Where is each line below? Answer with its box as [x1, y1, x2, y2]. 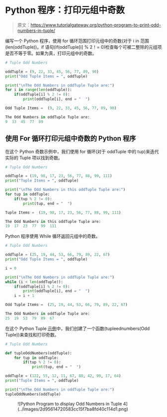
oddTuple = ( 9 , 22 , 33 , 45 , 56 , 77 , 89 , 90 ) [5, 69, 99, 74]
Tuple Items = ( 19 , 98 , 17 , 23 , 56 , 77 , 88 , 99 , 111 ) [5, 210, 121, 215]
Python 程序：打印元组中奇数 [5, 4, 125, 16]
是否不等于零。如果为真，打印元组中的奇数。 [5, 50, 97, 56]
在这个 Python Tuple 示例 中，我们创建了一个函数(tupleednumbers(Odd [5, 325, 150, 331]
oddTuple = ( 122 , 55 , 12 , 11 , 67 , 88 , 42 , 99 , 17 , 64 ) [5, 374, 121, 379]
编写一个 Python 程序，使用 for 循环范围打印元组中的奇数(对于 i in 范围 [5, 38, 149, 44]
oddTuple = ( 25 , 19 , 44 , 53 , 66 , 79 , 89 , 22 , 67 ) [5, 252, 110, 257]
